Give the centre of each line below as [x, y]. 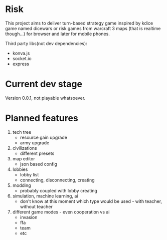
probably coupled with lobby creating [59, 190]
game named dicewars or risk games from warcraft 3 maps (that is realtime [83, 28]
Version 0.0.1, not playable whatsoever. [45, 98]
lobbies [20, 169]
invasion [29, 217]
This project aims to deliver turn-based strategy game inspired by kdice [79, 23]
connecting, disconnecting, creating [57, 180]
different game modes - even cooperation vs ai [61, 212]
